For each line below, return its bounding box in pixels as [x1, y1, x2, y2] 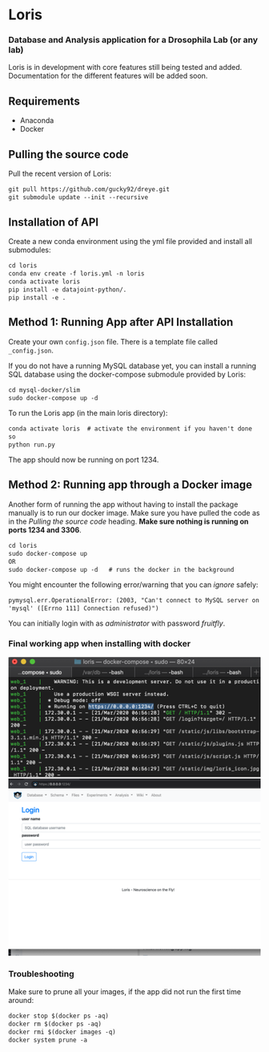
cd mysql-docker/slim [8, 385, 81, 394]
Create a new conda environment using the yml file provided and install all [8, 236, 252, 246]
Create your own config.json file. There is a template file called [8, 336, 218, 346]
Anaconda [19, 116, 54, 125]
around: [8, 995, 34, 1005]
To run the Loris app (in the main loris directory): [8, 408, 168, 418]
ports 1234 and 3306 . [8, 524, 82, 535]
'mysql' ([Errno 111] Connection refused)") [8, 604, 159, 612]
